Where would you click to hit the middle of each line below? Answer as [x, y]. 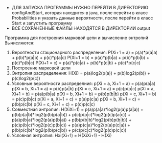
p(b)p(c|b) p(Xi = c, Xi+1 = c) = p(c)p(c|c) [53, 104]
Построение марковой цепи [41, 68]
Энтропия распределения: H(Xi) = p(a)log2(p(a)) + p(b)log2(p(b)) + [81, 73]
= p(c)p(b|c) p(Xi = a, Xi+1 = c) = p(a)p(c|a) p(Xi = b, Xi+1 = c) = [76, 99]
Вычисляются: [20, 43]
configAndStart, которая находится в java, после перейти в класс [80, 13]
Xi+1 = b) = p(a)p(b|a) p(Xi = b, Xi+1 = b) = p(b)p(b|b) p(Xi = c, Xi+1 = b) [84, 94]
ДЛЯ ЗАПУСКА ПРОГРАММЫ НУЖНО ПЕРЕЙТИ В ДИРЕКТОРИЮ [80, 8]
